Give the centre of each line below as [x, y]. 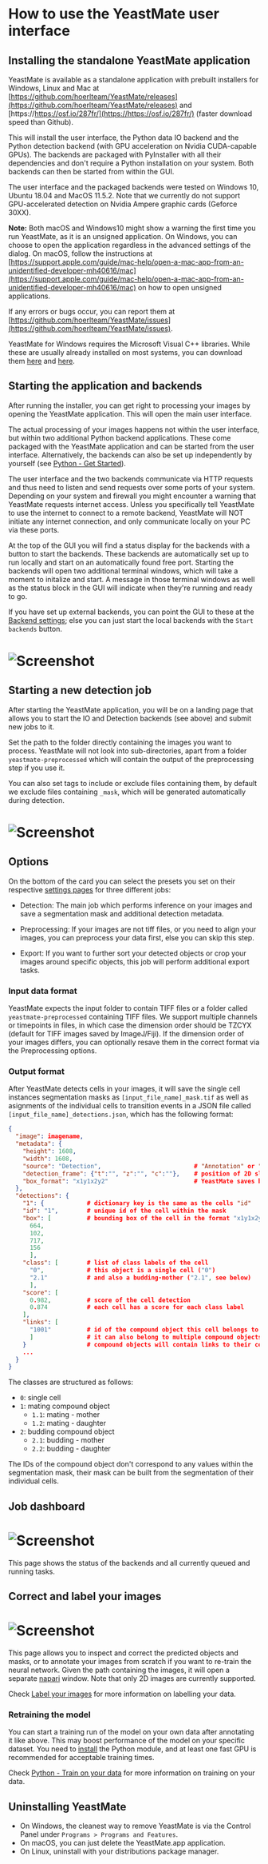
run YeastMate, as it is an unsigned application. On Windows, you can [123, 236]
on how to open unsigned [180, 287]
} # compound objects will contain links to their [137, 1344]
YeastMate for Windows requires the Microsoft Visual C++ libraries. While [129, 344]
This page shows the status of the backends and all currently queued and [129, 1563]
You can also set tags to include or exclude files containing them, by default [133, 783]
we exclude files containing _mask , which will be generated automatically [127, 792]
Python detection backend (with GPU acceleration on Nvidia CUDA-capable [132, 146]
